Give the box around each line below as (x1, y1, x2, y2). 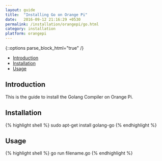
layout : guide (5, 7, 36, 13)
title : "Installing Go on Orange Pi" (5, 12, 88, 17)
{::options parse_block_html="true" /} (5, 45, 84, 51)
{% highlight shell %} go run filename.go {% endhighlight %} (5, 150, 133, 156)
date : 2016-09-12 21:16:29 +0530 (5, 17, 81, 22)
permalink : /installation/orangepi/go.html (5, 21, 99, 27)
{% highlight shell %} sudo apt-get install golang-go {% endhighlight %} (5, 122, 157, 128)
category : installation (5, 26, 56, 31)
